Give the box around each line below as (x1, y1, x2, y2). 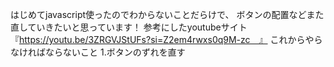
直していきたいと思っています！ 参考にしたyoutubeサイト (10, 21, 248, 33)
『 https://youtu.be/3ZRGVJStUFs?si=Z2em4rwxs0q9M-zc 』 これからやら (10, 34, 323, 45)
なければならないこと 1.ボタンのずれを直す (10, 46, 186, 58)
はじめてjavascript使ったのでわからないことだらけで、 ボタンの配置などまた (10, 9, 325, 20)
